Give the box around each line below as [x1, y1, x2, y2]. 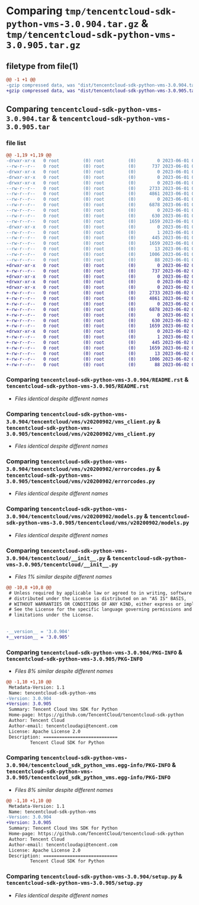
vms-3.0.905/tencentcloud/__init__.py [6, 561, 118, 568]
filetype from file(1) [6, 61, 79, 71]
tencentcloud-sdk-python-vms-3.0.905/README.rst [6, 383, 149, 390]
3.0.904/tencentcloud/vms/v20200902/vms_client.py [6, 418, 155, 425]
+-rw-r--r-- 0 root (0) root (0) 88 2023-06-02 [6, 361, 190, 368]
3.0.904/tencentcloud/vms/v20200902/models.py [6, 514, 143, 520]
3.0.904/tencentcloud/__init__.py [6, 555, 105, 561]
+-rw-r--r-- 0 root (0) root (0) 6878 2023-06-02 [6, 306, 190, 312]
